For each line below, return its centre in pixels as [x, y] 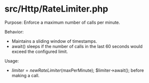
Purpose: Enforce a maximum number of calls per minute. [62, 22]
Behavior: [14, 32]
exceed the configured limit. [40, 51]
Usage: [12, 61]
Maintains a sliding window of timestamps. [54, 41]
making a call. [26, 75]
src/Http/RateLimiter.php [56, 9]
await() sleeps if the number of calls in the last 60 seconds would [77, 46]
